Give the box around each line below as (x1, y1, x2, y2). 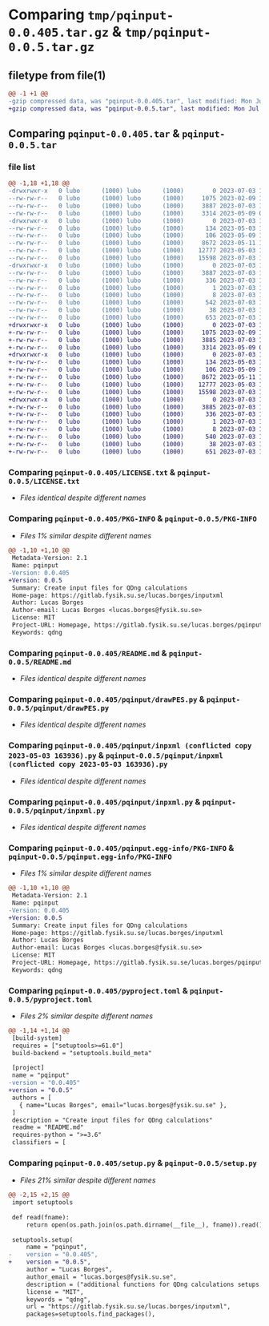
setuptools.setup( (11, 1235, 74, 1243)
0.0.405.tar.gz (8, 26, 110, 41)
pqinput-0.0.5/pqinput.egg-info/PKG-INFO (8, 852, 172, 861)
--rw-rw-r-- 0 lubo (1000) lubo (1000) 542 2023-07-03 (8, 299, 256, 307)
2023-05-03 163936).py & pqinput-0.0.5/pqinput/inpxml (8, 750, 224, 761)
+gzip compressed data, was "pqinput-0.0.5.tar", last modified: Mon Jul (8, 104, 260, 113)
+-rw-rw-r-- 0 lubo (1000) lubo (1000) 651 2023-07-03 (8, 447, 256, 456)
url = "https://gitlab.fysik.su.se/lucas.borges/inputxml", (26, 1303, 231, 1311)
